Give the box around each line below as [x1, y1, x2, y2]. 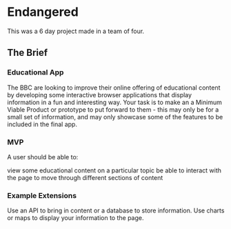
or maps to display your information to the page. [7, 214, 144, 222]
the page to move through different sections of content [7, 173, 163, 181]
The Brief [7, 47, 48, 59]
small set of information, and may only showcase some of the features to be [7, 112, 223, 121]
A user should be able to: [7, 152, 79, 161]
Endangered [7, 4, 79, 20]
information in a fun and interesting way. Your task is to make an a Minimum [7, 98, 222, 106]
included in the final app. [7, 120, 78, 128]
